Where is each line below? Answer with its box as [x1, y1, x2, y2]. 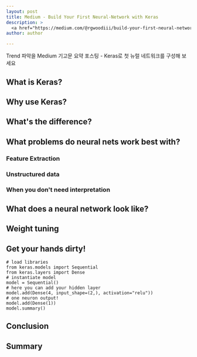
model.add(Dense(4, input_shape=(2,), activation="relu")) [6, 290, 154, 296]
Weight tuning [6, 224, 59, 234]
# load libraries [6, 259, 49, 266]
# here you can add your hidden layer [6, 285, 101, 291]
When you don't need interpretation [6, 186, 110, 194]
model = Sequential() [6, 280, 59, 286]
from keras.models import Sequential [6, 264, 98, 270]
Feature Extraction [6, 154, 60, 162]
